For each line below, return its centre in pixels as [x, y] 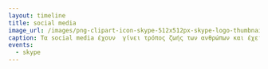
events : [21, 45]
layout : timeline [37, 15]
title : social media [43, 23]
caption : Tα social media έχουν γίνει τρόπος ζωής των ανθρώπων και [126, 38]
